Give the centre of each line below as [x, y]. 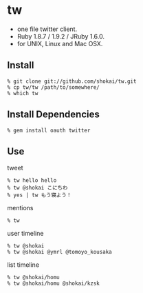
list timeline [23, 265]
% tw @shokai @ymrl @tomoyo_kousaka [59, 252]
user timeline [25, 234]
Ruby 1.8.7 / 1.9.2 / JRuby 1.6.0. [61, 36]
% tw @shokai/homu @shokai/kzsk [53, 284]
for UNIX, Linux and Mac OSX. [60, 43]
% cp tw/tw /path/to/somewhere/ [53, 87]
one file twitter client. [47, 29]
